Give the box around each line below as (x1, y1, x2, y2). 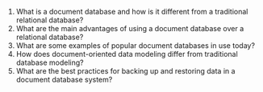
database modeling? (15, 58, 84, 67)
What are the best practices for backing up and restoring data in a (15, 66, 236, 75)
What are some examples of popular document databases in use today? (15, 41, 256, 50)
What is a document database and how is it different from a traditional (15, 7, 248, 16)
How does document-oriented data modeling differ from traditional (15, 50, 238, 58)
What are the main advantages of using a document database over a (15, 24, 244, 33)
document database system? (15, 75, 113, 84)
